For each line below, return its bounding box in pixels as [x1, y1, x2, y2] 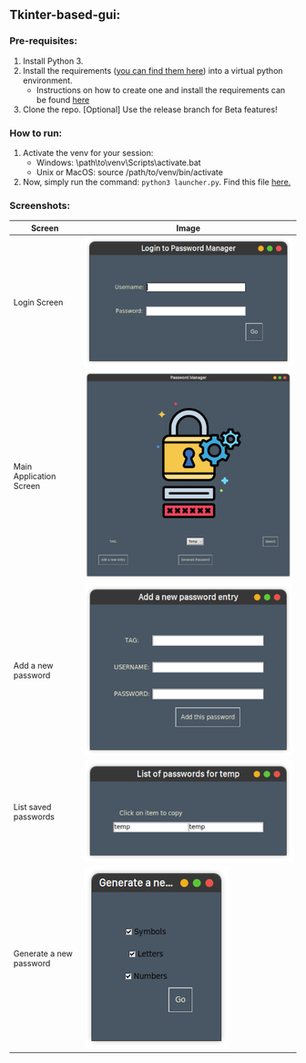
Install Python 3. [22, 55, 84, 67]
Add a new [13, 661, 54, 672]
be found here [36, 94, 90, 105]
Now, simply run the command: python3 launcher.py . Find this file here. [22, 176, 291, 187]
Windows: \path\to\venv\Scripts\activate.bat [36, 157, 202, 168]
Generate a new [13, 948, 73, 959]
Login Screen [13, 297, 64, 308]
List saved [13, 801, 52, 812]
